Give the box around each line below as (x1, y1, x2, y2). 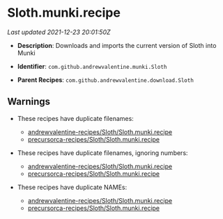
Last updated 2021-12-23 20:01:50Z (7, 28, 111, 36)
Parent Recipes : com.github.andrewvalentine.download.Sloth (17, 75, 194, 84)
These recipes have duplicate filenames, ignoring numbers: (17, 148, 188, 157)
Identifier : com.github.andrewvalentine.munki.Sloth (17, 62, 167, 70)
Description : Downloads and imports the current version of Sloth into (17, 41, 217, 49)
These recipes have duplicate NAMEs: (17, 183, 128, 191)
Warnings (7, 96, 51, 108)
